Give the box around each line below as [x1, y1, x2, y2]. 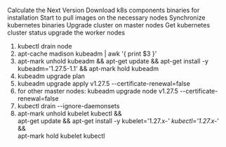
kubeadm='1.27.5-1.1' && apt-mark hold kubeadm [17, 65, 159, 72]
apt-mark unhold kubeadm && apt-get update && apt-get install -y [17, 57, 209, 65]
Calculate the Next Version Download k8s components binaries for [7, 6, 200, 14]
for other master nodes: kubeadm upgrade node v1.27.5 [17, 87, 179, 95]
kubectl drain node [17, 42, 72, 50]
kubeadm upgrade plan [17, 72, 86, 80]
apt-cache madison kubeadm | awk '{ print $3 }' [17, 49, 157, 58]
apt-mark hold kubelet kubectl [17, 132, 105, 140]
